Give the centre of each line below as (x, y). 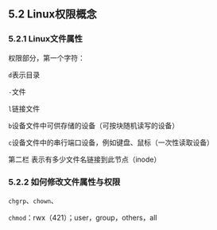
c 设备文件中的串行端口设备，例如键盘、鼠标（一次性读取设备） (111, 142)
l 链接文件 (24, 108)
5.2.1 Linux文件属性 (46, 39)
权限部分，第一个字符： (46, 57)
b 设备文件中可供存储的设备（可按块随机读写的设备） (94, 125)
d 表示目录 (24, 75)
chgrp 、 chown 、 (33, 201)
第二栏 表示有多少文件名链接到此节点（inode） (85, 159)
